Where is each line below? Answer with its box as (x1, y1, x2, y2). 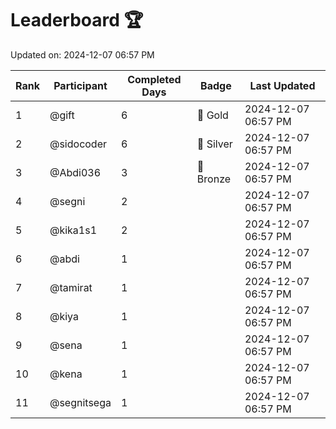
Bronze (196, 172, 232, 186)
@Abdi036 (49, 165, 102, 179)
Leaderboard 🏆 (10, 9, 144, 32)
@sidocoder (49, 137, 108, 151)
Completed (127, 72, 182, 86)
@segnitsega (49, 395, 112, 409)
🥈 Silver (196, 137, 233, 151)
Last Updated (249, 78, 316, 92)
